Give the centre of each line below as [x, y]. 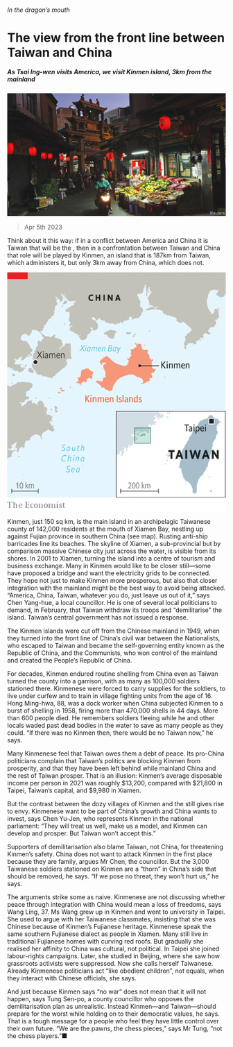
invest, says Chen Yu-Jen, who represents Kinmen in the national [100, 818]
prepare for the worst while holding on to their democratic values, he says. [114, 1014]
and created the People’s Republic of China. [70, 660]
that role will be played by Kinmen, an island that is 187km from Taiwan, [109, 255]
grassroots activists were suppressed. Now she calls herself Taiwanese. [110, 963]
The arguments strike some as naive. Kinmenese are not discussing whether [116, 897]
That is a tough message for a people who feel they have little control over [113, 1021]
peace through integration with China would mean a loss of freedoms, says [114, 904]
